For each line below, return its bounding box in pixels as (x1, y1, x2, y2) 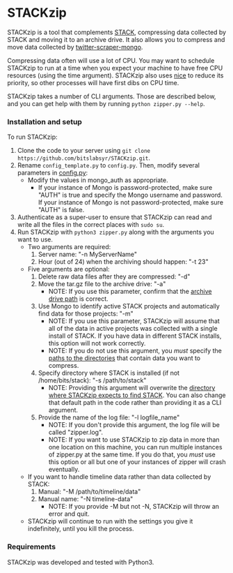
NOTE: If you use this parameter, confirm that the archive (48, 288, 212, 296)
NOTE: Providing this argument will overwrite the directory (48, 384, 216, 392)
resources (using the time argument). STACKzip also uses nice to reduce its (7, 71, 224, 80)
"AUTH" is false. (38, 206, 85, 214)
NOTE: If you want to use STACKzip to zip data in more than (48, 436, 220, 444)
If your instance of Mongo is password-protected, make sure (38, 184, 213, 192)
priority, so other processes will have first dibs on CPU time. (7, 78, 179, 87)
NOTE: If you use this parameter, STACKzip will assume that (48, 317, 220, 325)
